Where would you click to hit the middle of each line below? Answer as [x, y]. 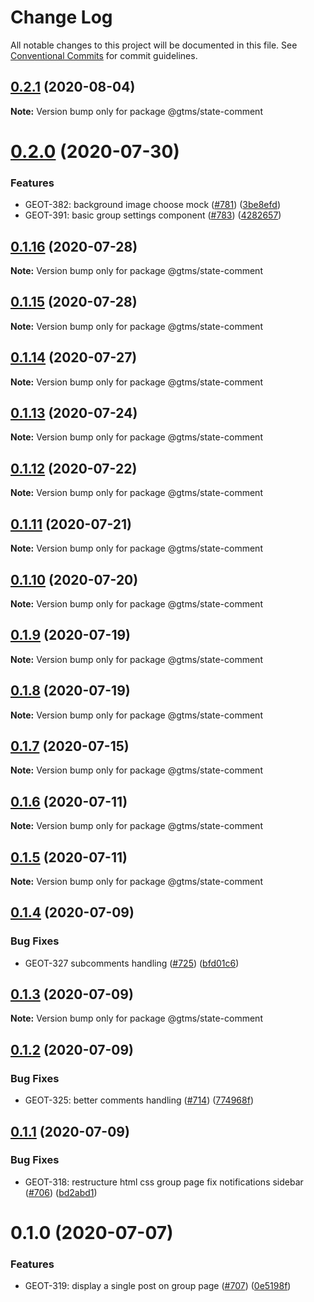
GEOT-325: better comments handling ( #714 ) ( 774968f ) [139, 1100]
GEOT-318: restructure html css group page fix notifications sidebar [164, 1182]
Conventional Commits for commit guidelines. [104, 55]
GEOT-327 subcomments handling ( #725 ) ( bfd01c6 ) [132, 963]
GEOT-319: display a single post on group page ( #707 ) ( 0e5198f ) [158, 1286]
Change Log [61, 17]
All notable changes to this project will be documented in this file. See [154, 45]
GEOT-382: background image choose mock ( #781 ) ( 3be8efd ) [152, 205]
